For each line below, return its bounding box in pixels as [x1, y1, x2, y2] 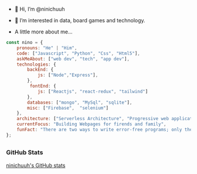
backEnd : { [27, 67, 54, 73]
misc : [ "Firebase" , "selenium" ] [27, 105, 109, 111]
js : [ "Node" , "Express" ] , [37, 72, 98, 79]
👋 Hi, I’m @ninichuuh [14, 6, 65, 12]
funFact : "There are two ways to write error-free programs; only [16, 127, 182, 132]
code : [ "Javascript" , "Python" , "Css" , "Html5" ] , [16, 50, 141, 56]
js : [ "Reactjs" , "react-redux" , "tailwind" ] [37, 88, 148, 94]
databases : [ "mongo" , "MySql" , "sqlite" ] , [27, 100, 133, 105]
